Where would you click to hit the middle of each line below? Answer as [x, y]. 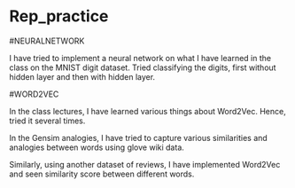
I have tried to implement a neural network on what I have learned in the [140, 58]
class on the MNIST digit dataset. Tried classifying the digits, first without [143, 67]
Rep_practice [59, 16]
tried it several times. [47, 121]
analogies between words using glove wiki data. [97, 147]
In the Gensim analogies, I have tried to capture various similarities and [138, 137]
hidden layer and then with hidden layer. [82, 76]
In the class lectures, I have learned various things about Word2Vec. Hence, [147, 111]
